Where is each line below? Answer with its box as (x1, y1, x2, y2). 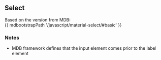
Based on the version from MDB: (4, 17, 71, 22)
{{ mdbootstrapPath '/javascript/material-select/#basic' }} (4, 22, 122, 28)
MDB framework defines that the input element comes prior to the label (11, 45, 157, 51)
